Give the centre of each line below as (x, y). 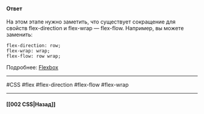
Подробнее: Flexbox (32, 68)
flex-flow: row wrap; (34, 56)
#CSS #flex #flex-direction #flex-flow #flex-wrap (68, 85)
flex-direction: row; (34, 46)
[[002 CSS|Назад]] (31, 104)
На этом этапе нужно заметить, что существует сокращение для (91, 22)
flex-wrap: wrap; (28, 51)
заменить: (19, 35)
